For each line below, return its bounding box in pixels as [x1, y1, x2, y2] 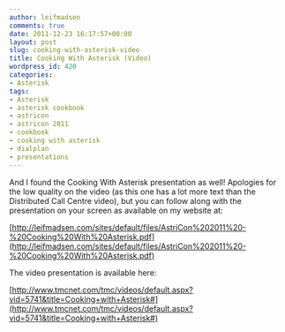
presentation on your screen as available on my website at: [9, 205, 223, 215]
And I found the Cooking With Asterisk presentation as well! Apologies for [9, 177, 276, 187]
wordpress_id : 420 [9, 63, 77, 72]
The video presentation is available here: [9, 267, 157, 278]
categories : [9, 71, 53, 79]
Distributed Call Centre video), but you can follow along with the [9, 195, 243, 206]
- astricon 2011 [9, 120, 69, 129]
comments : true [9, 21, 65, 30]
